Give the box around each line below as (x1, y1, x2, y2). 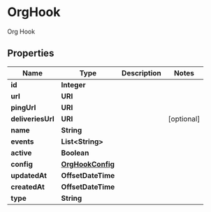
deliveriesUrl (10, 114, 54, 123)
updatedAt (10, 170, 48, 180)
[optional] (168, 114, 201, 123)
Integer (61, 79, 86, 89)
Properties (7, 47, 54, 59)
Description (121, 68, 162, 77)
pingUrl (10, 103, 36, 112)
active (10, 148, 32, 158)
